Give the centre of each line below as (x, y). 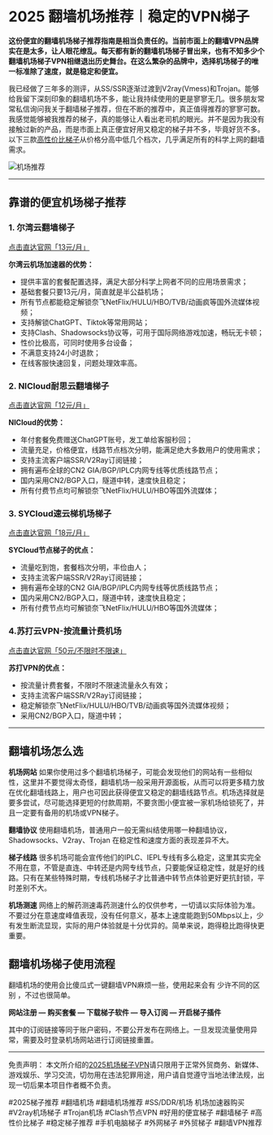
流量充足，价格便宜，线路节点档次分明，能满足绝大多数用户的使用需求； (141, 450)
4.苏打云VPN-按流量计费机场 (65, 631)
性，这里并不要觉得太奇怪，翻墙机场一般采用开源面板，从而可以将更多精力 (133, 782)
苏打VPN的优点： (38, 668)
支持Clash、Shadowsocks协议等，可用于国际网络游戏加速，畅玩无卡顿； (142, 332)
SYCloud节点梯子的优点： (52, 550)
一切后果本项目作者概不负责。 (65, 1085)
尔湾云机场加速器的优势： (51, 264)
